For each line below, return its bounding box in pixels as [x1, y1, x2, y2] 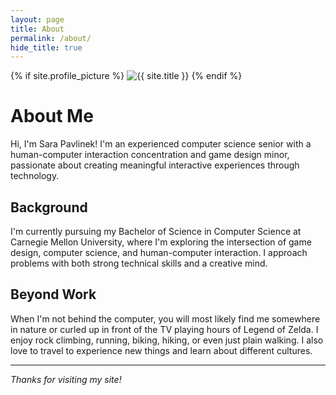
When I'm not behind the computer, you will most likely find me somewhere [10, 312, 321, 325]
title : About [10, 24, 65, 34]
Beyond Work [10, 286, 97, 303]
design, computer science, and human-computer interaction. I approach [10, 247, 308, 258]
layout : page [10, 14, 65, 25]
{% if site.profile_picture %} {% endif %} [10, 70, 243, 82]
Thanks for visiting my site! [10, 373, 122, 385]
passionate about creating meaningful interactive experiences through [10, 159, 300, 171]
